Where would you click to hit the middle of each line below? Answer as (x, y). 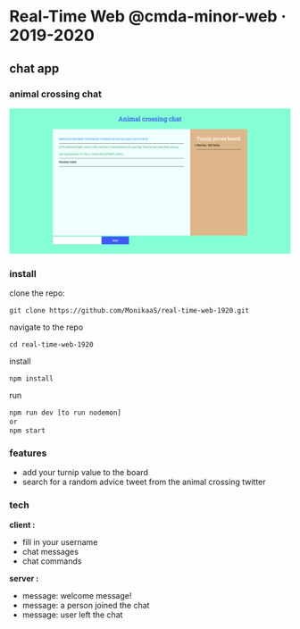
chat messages (50, 551)
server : (24, 578)
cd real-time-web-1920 (51, 345)
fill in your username (60, 541)
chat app (34, 68)
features (28, 453)
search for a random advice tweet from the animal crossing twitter (144, 482)
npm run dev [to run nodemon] (66, 413)
